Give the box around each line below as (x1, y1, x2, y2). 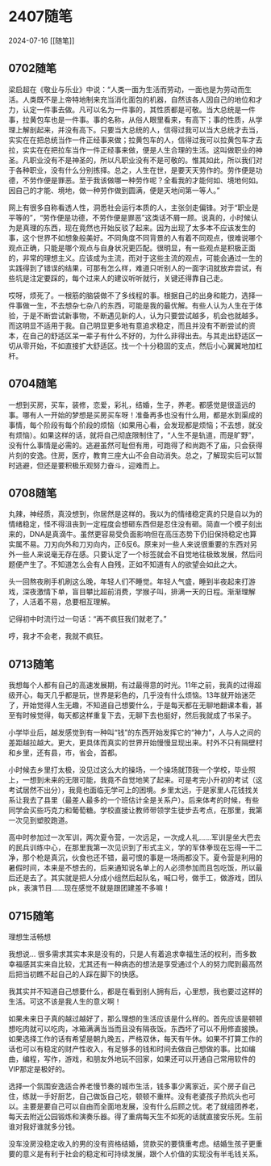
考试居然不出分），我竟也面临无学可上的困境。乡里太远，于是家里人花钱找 (8, 785, 252, 795)
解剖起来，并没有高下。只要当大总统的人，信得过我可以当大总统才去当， (22, 124, 263, 134)
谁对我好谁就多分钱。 (8, 1122, 79, 1131)
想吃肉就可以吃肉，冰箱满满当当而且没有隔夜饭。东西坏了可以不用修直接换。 (8, 1024, 263, 1034)
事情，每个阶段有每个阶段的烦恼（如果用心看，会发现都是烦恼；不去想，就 (8, 420, 256, 430)
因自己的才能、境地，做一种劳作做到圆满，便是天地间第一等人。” (8, 185, 220, 195)
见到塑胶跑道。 (22, 816, 73, 825)
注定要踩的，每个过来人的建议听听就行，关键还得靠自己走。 (29, 273, 227, 283)
